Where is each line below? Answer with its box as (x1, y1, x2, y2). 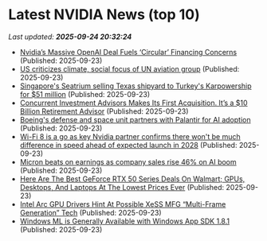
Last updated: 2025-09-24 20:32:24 (8, 32, 132, 41)
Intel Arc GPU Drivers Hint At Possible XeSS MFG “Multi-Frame (19, 199, 226, 208)
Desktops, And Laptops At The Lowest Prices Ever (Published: (19, 182, 225, 192)
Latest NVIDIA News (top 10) (8, 6, 201, 24)
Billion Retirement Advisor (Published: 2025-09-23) (19, 106, 189, 116)
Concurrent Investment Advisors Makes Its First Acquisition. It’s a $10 (19, 98, 249, 107)
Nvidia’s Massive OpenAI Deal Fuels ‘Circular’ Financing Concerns (19, 47, 238, 56)
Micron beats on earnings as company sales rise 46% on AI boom (19, 157, 237, 166)
